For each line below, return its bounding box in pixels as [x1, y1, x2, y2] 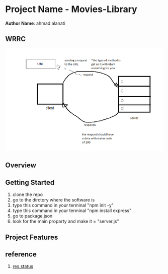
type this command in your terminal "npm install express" [12, 208, 132, 214]
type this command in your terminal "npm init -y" [12, 202, 114, 209]
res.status [12, 263, 34, 269]
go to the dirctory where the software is [12, 197, 95, 203]
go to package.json [12, 213, 53, 219]
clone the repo [12, 191, 43, 197]
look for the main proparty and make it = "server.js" [12, 218, 119, 225]
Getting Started [5, 178, 55, 187]
